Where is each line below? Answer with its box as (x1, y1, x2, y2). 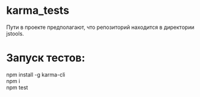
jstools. (6, 30, 24, 37)
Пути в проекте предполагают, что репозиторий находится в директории (6, 23, 195, 31)
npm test (6, 84, 28, 91)
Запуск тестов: (6, 51, 85, 65)
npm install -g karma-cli (6, 70, 65, 78)
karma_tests (6, 4, 70, 17)
